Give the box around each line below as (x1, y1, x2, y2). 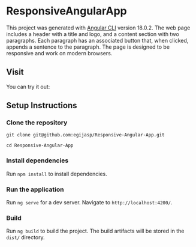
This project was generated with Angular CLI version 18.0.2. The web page (6, 24, 191, 31)
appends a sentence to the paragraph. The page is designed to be (6, 43, 170, 50)
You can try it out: (6, 83, 50, 90)
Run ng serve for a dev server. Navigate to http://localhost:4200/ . (6, 199, 173, 206)
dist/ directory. (6, 234, 45, 241)
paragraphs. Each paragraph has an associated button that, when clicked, (6, 37, 189, 44)
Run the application (6, 185, 64, 194)
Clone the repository (6, 118, 68, 127)
